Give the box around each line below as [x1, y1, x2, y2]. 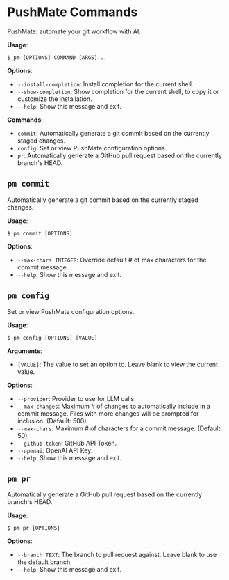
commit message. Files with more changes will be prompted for [17, 409, 199, 418]
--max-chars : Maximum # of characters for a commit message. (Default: [17, 424, 223, 432]
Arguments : [7, 346, 43, 355]
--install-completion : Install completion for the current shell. [17, 79, 194, 88]
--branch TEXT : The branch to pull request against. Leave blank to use [17, 551, 217, 559]
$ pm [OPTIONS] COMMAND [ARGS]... [7, 54, 108, 61]
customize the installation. [17, 95, 92, 103]
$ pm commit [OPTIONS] [7, 230, 73, 237]
